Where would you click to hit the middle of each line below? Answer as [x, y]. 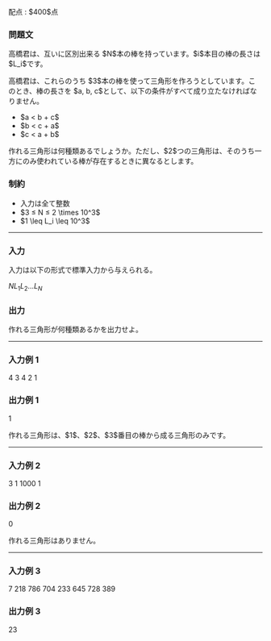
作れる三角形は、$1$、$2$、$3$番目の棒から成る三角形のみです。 [119, 435]
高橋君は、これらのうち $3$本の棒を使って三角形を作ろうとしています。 [129, 81]
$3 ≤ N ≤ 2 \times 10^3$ [60, 212]
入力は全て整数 [45, 203]
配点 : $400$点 [33, 12]
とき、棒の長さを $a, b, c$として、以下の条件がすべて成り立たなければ [132, 91]
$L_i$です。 [28, 64]
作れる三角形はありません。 [54, 541]
